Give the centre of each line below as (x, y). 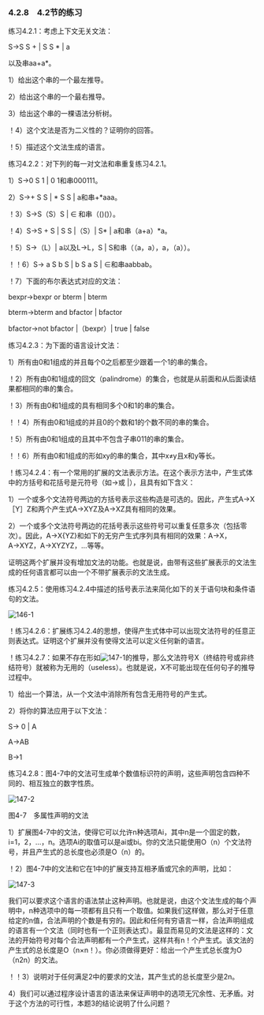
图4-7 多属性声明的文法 (48, 815)
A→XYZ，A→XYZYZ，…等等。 (58, 545)
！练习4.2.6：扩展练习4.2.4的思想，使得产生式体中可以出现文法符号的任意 (128, 631)
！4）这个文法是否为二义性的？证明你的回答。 (83, 130)
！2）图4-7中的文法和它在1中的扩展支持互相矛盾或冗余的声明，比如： (121, 869)
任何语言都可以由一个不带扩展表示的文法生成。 (98, 572)
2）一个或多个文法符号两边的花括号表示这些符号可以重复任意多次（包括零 (128, 526)
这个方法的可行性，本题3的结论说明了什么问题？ (93, 1003)
